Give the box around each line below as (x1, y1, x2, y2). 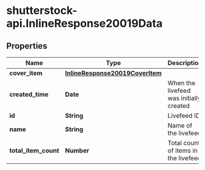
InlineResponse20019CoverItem (65, 69, 162, 77)
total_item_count (9, 146, 60, 155)
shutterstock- (6, 4, 77, 18)
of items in (167, 146, 198, 155)
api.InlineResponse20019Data (6, 16, 163, 30)
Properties (6, 41, 48, 51)
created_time (9, 90, 49, 98)
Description (167, 59, 203, 67)
